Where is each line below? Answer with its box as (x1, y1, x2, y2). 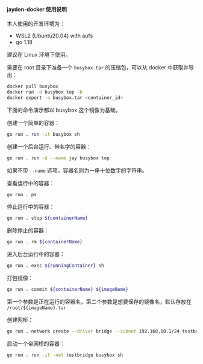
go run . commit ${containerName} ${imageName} (7, 287, 129, 293)
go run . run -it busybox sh (7, 131, 80, 137)
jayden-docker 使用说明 (7, 5, 67, 13)
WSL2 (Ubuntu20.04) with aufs (15, 32, 93, 39)
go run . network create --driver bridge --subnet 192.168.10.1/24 (7, 328, 180, 334)
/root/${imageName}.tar (7, 305, 67, 311)
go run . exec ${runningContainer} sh (7, 263, 104, 269)
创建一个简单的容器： (7, 119, 60, 126)
